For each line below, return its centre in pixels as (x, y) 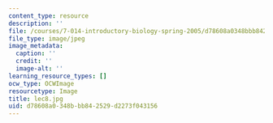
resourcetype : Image (43, 91)
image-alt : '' (39, 69)
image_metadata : (36, 46)
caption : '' (36, 53)
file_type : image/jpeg (47, 38)
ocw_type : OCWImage (41, 83)
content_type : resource (49, 16)
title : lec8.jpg (36, 99)
